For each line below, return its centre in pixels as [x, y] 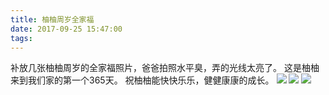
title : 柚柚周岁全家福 [52, 19]
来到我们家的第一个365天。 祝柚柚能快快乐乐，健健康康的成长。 [142, 80]
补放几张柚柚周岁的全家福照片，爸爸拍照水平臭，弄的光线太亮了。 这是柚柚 [165, 68]
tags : [21, 38]
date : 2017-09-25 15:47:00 [66, 29]
